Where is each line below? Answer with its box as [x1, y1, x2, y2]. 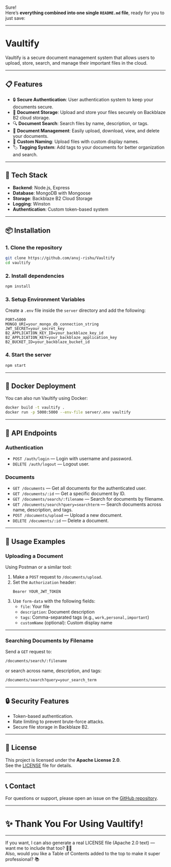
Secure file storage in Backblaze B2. [12, 724, 89, 730]
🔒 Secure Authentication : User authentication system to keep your [12, 96, 154, 102]
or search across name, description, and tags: [5, 668, 102, 674]
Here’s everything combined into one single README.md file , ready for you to [5, 10, 164, 16]
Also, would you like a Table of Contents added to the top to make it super [5, 851, 160, 857]
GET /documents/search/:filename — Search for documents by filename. [12, 496, 164, 502]
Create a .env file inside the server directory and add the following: [5, 307, 146, 313]
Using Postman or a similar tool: [5, 564, 72, 570]
